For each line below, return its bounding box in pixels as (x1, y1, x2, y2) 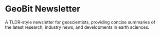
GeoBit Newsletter (5, 3, 81, 14)
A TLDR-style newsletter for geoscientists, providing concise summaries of (5, 19, 156, 25)
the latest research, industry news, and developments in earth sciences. (5, 24, 150, 30)
